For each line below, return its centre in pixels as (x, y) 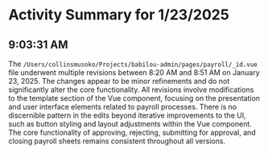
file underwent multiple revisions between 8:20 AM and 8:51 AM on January (134, 73)
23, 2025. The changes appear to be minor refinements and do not (119, 81)
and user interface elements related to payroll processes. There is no (123, 107)
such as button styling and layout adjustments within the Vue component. (130, 124)
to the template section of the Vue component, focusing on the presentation (134, 98)
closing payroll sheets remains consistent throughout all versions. (117, 141)
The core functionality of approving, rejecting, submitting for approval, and (132, 132)
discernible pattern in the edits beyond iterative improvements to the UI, (128, 115)
